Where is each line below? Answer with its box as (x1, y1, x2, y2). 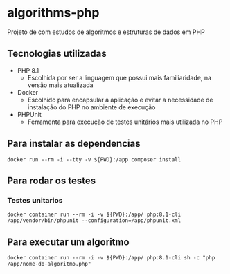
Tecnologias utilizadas (7, 48, 107, 60)
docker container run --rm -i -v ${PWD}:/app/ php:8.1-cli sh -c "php (7, 255, 215, 262)
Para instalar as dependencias (7, 138, 141, 149)
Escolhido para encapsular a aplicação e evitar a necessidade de (27, 95, 213, 104)
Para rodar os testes (7, 174, 96, 186)
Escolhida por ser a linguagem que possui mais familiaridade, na (27, 73, 212, 82)
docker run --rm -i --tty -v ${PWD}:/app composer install (7, 156, 182, 163)
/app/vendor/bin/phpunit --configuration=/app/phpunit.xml (7, 217, 182, 224)
